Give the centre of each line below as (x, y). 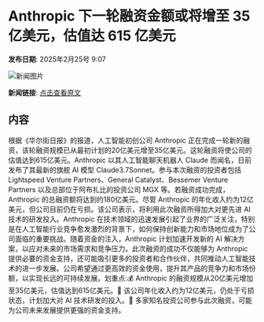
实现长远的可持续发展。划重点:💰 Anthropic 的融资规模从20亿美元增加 (141, 278)
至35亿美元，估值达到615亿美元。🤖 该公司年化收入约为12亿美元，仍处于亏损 (131, 290)
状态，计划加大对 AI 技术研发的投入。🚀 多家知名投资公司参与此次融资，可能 (130, 300)
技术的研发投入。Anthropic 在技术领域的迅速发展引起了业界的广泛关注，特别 (132, 219)
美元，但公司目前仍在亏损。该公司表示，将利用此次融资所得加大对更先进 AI (130, 209)
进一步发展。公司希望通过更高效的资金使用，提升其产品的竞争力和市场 (135, 268)
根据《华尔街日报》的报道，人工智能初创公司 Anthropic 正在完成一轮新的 (126, 140)
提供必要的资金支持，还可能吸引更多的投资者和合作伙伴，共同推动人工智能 (128, 258)
